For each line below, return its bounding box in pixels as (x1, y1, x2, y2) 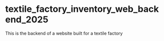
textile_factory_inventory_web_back (5, 3, 159, 15)
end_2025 (5, 14, 49, 25)
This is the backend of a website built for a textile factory (5, 30, 123, 36)
